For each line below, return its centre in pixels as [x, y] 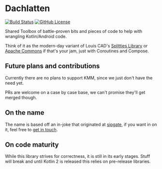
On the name [25, 113]
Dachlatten [28, 8]
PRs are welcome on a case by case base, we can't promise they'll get [75, 92]
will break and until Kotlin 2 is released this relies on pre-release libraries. [78, 161]
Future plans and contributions [52, 66]
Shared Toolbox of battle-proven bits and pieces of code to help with [74, 31]
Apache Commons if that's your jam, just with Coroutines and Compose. [77, 51]
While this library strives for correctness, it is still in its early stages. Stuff [78, 156]
